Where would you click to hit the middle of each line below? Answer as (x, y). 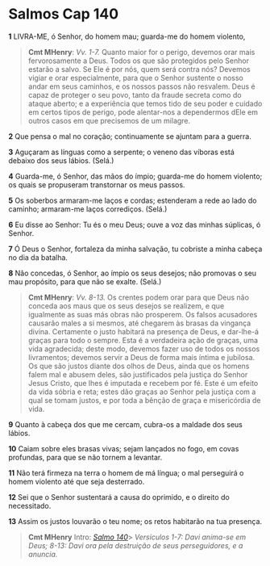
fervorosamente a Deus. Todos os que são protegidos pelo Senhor (139, 61)
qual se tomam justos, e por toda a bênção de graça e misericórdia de (144, 400)
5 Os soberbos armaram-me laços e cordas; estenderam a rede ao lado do (133, 200)
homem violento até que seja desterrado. (77, 481)
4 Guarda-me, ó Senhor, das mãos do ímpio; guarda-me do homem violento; (135, 176)
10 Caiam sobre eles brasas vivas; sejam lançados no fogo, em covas (124, 448)
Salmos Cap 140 (64, 14)
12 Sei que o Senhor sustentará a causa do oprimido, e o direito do (119, 497)
